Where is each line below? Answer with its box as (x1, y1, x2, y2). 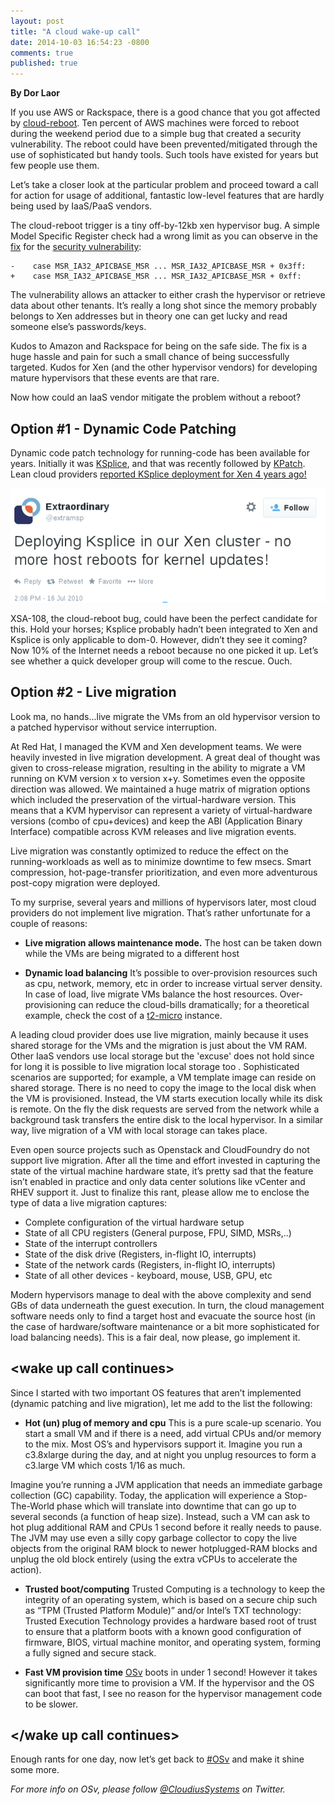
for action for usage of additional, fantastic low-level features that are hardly (10, 190, 325, 202)
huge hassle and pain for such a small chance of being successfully (10, 351, 290, 363)
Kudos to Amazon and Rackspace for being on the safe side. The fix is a (10, 340, 307, 352)
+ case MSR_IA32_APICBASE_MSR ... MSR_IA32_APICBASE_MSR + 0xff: (10, 271, 302, 282)
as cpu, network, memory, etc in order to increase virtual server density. (24, 977, 323, 989)
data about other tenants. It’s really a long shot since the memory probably (10, 300, 318, 312)
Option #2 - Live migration (10, 684, 177, 701)
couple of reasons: (10, 917, 88, 929)
